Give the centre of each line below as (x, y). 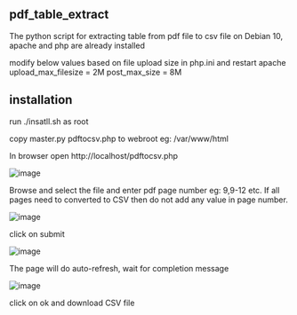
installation (41, 100)
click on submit (37, 233)
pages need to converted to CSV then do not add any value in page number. (149, 200)
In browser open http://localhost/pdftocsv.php (94, 155)
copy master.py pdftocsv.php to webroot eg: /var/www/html (119, 138)
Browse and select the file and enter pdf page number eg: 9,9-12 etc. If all (144, 190)
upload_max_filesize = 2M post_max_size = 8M (96, 72)
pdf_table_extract (59, 15)
